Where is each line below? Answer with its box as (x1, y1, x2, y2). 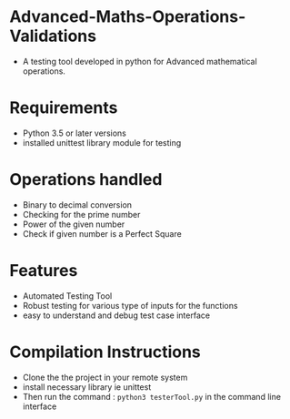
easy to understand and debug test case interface (22, 310, 211, 321)
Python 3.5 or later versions (22, 128, 127, 138)
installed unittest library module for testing (22, 137, 182, 148)
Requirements (9, 97, 118, 118)
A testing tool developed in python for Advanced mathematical (22, 56, 257, 66)
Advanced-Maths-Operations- (9, 6, 246, 27)
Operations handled (9, 169, 163, 190)
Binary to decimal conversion (22, 199, 133, 210)
